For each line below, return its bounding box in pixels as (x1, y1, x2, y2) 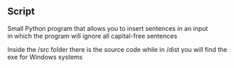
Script (7, 6, 35, 18)
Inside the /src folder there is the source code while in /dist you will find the (7, 45, 228, 53)
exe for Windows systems (7, 53, 83, 61)
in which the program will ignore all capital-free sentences (7, 32, 177, 40)
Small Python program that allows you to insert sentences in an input (7, 24, 208, 32)
